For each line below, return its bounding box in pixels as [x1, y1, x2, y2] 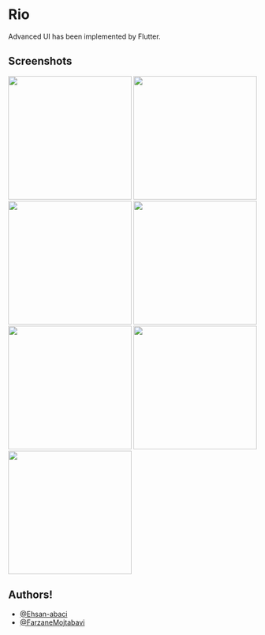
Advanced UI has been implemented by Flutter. [8, 32, 161, 41]
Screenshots [8, 54, 73, 68]
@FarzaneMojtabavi [19, 618, 85, 627]
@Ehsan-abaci [19, 609, 68, 618]
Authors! [8, 588, 53, 602]
